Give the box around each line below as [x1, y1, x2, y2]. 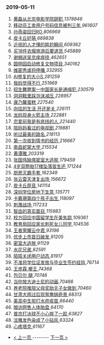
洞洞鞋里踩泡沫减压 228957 [13, 93, 72, 99]
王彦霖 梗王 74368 [13, 266, 52, 272]
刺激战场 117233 [13, 201, 48, 208]
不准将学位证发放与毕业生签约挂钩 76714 [13, 259, 99, 266]
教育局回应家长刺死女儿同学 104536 [13, 221, 89, 227]
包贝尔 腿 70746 [13, 272, 48, 278]
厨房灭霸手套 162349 [13, 170, 58, 176]
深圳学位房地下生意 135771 [13, 189, 70, 195]
